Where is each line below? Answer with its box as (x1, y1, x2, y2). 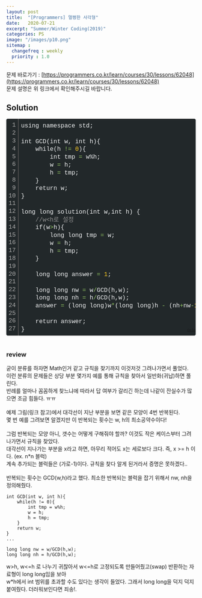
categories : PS (6, 31, 44, 37)
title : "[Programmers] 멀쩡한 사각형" (6, 14, 99, 20)
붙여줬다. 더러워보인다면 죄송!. (6, 585, 77, 593)
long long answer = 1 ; (35, 271, 112, 279)
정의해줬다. (6, 482, 32, 489)
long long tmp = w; (50, 232, 115, 240)
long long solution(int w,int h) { (20, 208, 141, 216)
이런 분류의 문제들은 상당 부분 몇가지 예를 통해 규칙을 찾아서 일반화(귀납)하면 (6, 372, 185, 379)
